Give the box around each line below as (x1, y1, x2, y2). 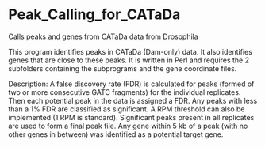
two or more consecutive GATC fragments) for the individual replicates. (8, 87, 241, 96)
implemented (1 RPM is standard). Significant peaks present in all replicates (8, 112, 255, 122)
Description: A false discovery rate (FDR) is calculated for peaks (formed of (8, 79, 255, 89)
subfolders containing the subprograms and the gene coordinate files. (8, 63, 237, 73)
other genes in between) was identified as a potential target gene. (8, 129, 224, 139)
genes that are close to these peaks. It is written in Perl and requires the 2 (8, 55, 250, 65)
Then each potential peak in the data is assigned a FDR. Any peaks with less (8, 96, 258, 105)
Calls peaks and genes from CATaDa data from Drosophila (8, 32, 198, 41)
